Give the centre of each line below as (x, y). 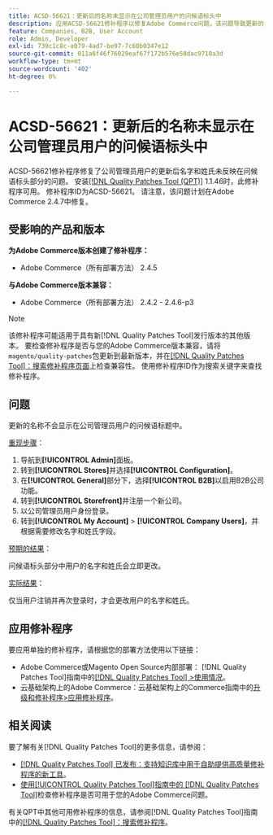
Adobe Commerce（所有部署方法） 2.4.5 (89, 268)
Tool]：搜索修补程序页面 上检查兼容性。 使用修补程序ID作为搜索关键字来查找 (135, 366)
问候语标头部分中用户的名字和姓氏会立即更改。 (87, 566)
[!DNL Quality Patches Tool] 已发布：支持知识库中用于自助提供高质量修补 (142, 764)
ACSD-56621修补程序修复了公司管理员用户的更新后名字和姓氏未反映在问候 (133, 171)
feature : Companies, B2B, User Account (76, 31)
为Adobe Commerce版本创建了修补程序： (79, 251)
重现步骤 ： (26, 443)
